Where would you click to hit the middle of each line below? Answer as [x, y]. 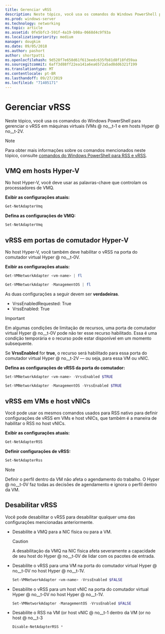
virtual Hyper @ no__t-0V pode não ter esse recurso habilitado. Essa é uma [81, 333]
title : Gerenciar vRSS [28, 10]
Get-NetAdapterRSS [24, 442]
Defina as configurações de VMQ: [41, 216]
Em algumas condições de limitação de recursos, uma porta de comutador [81, 328]
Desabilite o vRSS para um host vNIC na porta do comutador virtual [80, 589]
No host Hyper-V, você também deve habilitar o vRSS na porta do [71, 252]
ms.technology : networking [33, 23]
